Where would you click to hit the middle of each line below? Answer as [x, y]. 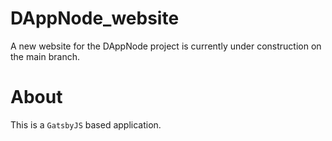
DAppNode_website [95, 18]
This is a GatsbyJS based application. [86, 124]
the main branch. [45, 56]
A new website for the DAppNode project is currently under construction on [166, 46]
